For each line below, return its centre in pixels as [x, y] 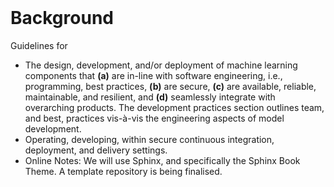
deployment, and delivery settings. [96, 150]
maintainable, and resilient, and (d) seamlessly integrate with [150, 97]
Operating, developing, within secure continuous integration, [149, 139]
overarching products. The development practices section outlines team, [174, 107]
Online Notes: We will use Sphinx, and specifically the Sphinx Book [162, 160]
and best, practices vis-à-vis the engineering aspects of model [154, 118]
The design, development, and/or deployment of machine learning [161, 65]
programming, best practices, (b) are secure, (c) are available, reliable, [170, 86]
